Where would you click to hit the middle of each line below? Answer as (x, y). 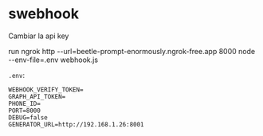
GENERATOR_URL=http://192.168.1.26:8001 (77, 124)
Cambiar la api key (39, 36)
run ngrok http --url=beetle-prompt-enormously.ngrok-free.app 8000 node (132, 51)
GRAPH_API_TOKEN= (37, 96)
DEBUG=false (28, 117)
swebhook (44, 14)
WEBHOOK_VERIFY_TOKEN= (46, 89)
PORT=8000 (25, 111)
